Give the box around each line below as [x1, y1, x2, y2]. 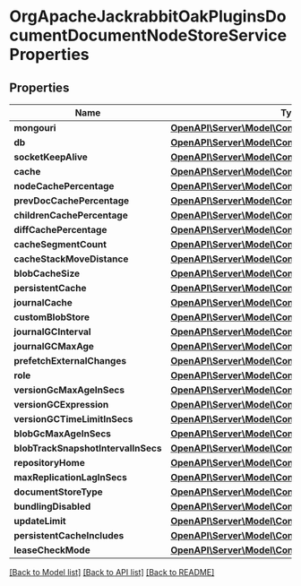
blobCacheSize [13, 267, 81, 280]
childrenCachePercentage [13, 209, 128, 221]
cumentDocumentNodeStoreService [9, 25, 288, 46]
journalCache [13, 297, 73, 308]
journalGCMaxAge [13, 340, 94, 352]
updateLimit [13, 515, 66, 527]
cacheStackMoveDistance [13, 253, 129, 265]
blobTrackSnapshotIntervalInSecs [13, 442, 162, 454]
